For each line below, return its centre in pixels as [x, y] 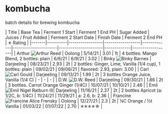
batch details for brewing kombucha [43, 22]
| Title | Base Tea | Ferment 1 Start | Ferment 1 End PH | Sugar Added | [77, 32]
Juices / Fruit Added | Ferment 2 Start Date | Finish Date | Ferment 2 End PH [84, 37]
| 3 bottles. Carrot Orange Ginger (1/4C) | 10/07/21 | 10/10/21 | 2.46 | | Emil [81, 85]
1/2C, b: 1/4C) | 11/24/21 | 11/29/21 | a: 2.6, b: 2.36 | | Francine [68, 96]
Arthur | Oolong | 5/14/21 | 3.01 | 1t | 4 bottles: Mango [87, 53]
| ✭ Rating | [17, 42]
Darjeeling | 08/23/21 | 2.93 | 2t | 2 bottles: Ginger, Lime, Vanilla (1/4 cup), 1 [83, 64]
